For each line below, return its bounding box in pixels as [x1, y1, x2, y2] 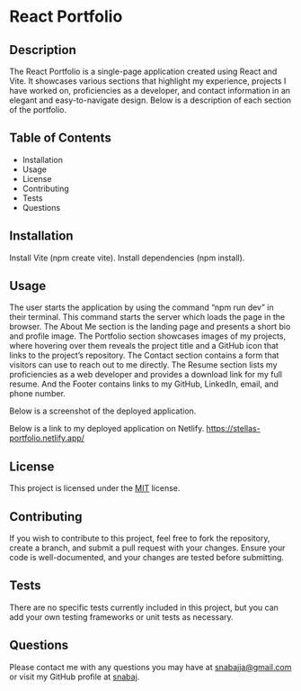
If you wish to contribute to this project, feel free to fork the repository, [9, 533, 270, 544]
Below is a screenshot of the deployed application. [9, 405, 197, 416]
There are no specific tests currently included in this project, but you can [9, 602, 279, 613]
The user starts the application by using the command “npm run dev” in [9, 302, 274, 313]
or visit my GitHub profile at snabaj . [9, 671, 140, 682]
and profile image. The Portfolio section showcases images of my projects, [9, 331, 287, 341]
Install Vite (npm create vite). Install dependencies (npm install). [9, 252, 245, 263]
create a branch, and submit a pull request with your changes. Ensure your [9, 542, 286, 553]
